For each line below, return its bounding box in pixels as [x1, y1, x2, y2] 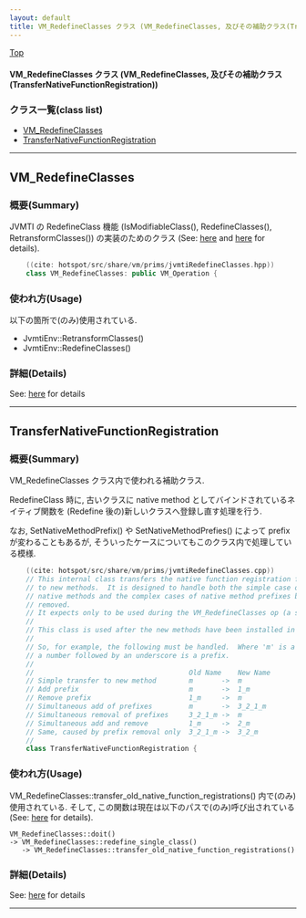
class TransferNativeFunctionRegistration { [25, 745, 198, 754]
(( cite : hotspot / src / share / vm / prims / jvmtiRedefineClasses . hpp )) [25, 261, 275, 270]
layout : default [9, 13, 71, 23]
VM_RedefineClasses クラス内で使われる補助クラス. [9, 475, 205, 486]
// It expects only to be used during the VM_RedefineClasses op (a [25, 609, 291, 618]
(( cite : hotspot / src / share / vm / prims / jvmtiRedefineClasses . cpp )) [25, 567, 275, 576]
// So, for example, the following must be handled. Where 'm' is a [25, 642, 296, 652]
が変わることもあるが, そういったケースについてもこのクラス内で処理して [9, 537, 284, 548]
